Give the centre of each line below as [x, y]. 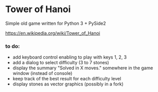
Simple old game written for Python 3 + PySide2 [56, 23]
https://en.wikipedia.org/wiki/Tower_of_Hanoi [53, 33]
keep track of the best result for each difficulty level [67, 79]
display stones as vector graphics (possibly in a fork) [68, 84]
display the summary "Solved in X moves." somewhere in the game [83, 68]
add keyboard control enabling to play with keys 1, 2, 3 [70, 57]
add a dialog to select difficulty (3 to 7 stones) [61, 63]
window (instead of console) [42, 73]
